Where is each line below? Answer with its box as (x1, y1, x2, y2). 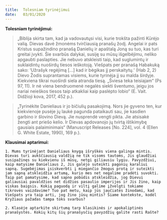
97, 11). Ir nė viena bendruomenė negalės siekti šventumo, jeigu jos (17, 83, 154, 89)
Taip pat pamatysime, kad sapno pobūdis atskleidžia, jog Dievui (5, 175, 143, 180)
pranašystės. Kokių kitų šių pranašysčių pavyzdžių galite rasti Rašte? (5, 210, 159, 215)
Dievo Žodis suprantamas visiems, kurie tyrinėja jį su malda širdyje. (17, 72, 155, 78)
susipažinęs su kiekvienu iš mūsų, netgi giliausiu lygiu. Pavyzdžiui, (5, 157, 157, 162)
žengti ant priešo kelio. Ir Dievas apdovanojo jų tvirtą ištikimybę (17, 119, 147, 125)
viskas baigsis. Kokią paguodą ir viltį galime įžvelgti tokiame (5, 184, 143, 189)
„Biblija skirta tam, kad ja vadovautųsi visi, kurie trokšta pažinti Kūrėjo (17, 35, 160, 41)
